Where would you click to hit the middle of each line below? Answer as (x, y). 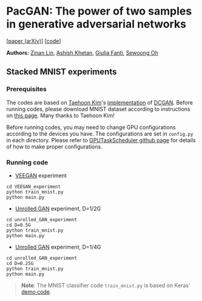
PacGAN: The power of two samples (99, 11)
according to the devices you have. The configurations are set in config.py (100, 133)
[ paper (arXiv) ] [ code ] (34, 41)
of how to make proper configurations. (54, 147)
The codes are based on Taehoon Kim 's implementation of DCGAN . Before (99, 102)
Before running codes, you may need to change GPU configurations (91, 127)
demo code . (36, 292)
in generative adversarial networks (96, 24)
